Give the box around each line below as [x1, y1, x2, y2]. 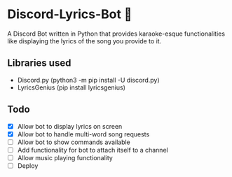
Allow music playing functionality [17, 153, 114, 162]
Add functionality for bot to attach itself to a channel [17, 146, 168, 154]
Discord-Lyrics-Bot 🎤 [7, 6, 132, 22]
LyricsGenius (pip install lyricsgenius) [17, 83, 126, 92]
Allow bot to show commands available [17, 138, 131, 146]
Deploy [17, 161, 39, 170]
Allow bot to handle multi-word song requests [17, 129, 150, 139]
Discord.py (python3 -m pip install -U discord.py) [17, 76, 160, 84]
